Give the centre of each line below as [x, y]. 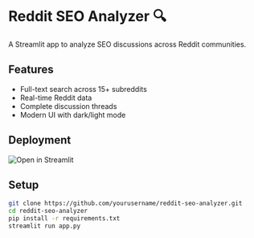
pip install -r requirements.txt [64, 219]
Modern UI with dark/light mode [73, 115]
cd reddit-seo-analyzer [48, 211]
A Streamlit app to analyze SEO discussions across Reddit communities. [127, 44]
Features [31, 70]
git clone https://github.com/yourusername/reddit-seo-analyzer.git [125, 203]
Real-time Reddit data [56, 98]
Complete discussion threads [68, 106]
